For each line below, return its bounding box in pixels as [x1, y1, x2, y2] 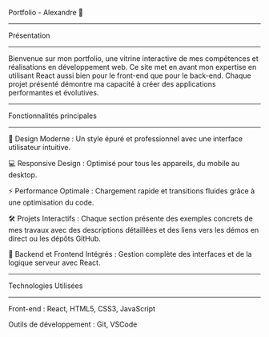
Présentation [8, 30, 50, 40]
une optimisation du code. [8, 197, 94, 207]
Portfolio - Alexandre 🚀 [8, 8, 84, 17]
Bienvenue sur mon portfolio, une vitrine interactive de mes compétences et [8, 54, 259, 63]
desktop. [8, 170, 38, 180]
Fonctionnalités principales [8, 111, 98, 120]
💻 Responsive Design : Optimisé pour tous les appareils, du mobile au [8, 159, 240, 168]
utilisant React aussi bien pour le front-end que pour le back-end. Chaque [8, 71, 251, 80]
